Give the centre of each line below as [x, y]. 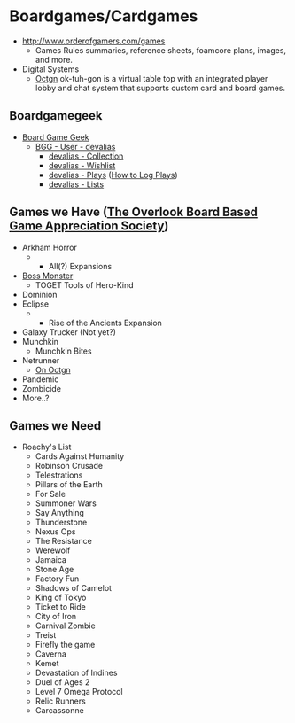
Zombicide [42, 388]
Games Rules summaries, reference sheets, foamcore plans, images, [160, 50]
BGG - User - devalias [75, 146]
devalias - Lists [76, 184]
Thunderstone [61, 522]
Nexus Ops [55, 532]
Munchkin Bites [63, 351]
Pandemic [40, 379]
